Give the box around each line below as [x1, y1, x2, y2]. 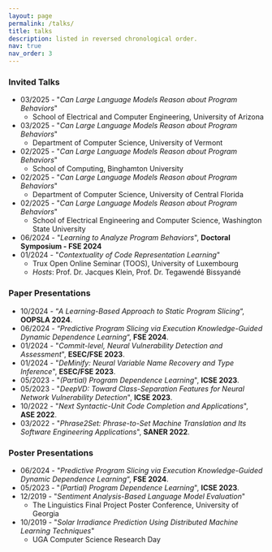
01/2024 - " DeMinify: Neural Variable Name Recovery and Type [19, 358, 235, 368]
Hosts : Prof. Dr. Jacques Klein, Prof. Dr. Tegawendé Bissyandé [32, 267, 241, 277]
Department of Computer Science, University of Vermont [32, 138, 223, 148]
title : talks [8, 27, 53, 35]
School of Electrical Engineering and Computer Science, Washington [32, 216, 262, 226]
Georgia [32, 508, 59, 518]
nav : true [8, 42, 42, 50]
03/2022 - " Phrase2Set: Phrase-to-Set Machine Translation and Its [19, 418, 247, 428]
